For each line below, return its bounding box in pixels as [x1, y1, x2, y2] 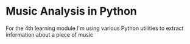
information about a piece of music [5, 31, 94, 38]
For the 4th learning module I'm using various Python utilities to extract [5, 24, 184, 32]
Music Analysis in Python [5, 4, 138, 18]
